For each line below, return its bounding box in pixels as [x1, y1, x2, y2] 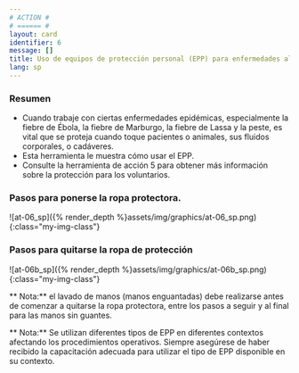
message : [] [9, 46, 53, 55]
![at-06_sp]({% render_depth [9, 211, 115, 223]
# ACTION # [9, 12, 50, 22]
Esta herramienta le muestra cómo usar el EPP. [21, 151, 194, 162]
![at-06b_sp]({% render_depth [9, 264, 120, 275]
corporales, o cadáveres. [21, 141, 114, 152]
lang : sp [9, 63, 42, 72]
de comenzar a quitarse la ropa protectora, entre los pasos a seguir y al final [9, 300, 289, 311]
